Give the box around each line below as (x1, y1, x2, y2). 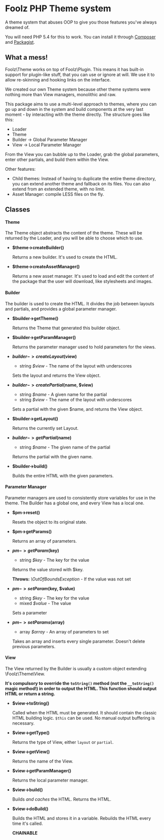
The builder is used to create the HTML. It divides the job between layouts (5, 300, 154, 307)
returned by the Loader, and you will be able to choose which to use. (5, 235, 143, 241)
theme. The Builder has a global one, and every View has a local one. (5, 500, 144, 506)
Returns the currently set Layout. (12, 425, 79, 431)
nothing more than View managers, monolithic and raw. (5, 91, 117, 97)
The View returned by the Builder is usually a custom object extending (5, 665, 147, 671)
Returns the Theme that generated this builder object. (12, 325, 121, 331)
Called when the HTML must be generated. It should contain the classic (12, 709, 157, 715)
